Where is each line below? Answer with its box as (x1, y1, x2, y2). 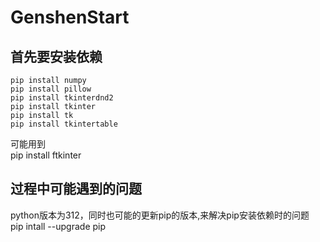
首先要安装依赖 (10, 48, 103, 65)
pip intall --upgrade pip (10, 220, 107, 232)
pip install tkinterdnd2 (10, 93, 114, 103)
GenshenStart (10, 6, 130, 29)
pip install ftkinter (10, 149, 82, 161)
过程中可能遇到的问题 (10, 181, 142, 198)
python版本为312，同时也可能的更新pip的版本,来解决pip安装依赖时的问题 (10, 209, 310, 221)
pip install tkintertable (10, 119, 118, 129)
